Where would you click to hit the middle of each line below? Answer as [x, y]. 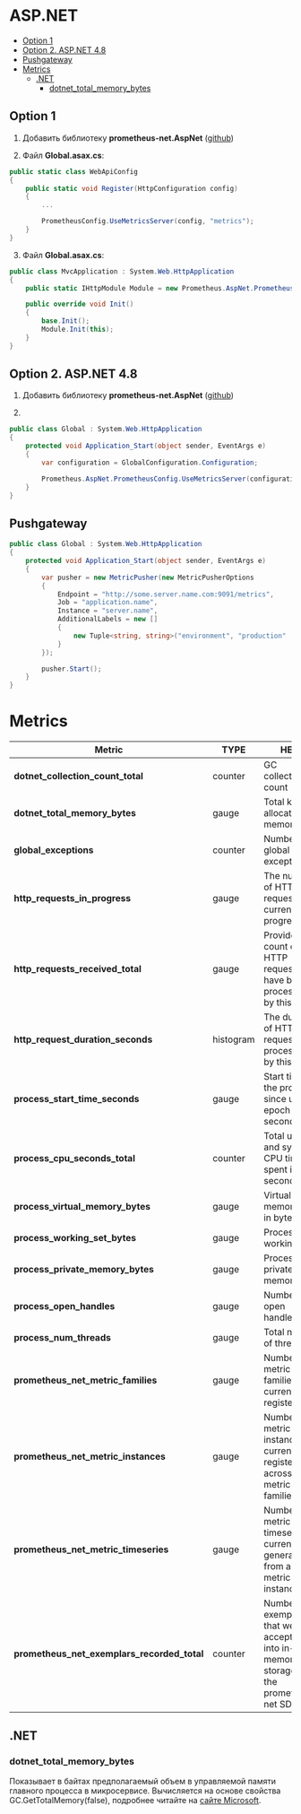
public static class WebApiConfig [74, 171]
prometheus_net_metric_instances [90, 1456]
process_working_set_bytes [75, 1238]
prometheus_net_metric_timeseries [91, 1549]
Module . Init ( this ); [78, 329]
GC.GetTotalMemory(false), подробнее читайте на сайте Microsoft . [135, 1800]
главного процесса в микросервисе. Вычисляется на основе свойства [145, 1791]
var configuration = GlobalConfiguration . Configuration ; [150, 463]
